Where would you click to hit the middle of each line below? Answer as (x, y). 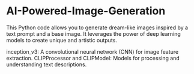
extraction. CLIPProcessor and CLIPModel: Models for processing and (93, 58)
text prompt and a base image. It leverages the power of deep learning (94, 33)
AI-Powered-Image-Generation (86, 11)
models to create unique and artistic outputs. (62, 40)
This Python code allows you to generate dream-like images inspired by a (97, 27)
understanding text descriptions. (47, 64)
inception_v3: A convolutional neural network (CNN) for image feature (92, 51)
